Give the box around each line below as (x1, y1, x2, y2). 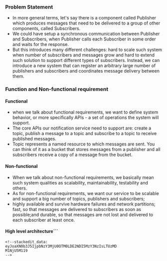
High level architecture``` (5, 228, 58, 234)
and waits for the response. (12, 41, 69, 47)
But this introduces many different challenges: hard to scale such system (12, 46, 163, 53)
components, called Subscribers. (12, 25, 81, 31)
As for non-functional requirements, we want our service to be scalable (12, 190, 160, 196)
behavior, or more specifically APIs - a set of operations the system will (12, 114, 159, 120)
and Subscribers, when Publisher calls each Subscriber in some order (12, 36, 156, 42)
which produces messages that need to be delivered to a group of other (12, 20, 161, 26)
